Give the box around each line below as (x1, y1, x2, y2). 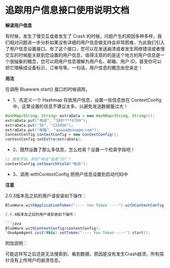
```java (5, 221, 22, 226)
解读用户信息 (5, 22, 32, 28)
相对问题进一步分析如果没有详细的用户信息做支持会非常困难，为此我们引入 (9, 39, 165, 46)
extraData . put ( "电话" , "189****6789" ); (5, 118, 88, 123)
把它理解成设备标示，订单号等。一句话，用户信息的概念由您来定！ (5, 64, 143, 71)
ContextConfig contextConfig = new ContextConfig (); (5, 132, 119, 137)
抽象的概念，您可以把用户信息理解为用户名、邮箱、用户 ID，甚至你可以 (14, 58, 162, 64)
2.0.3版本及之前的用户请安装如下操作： (5, 193, 87, 199)
